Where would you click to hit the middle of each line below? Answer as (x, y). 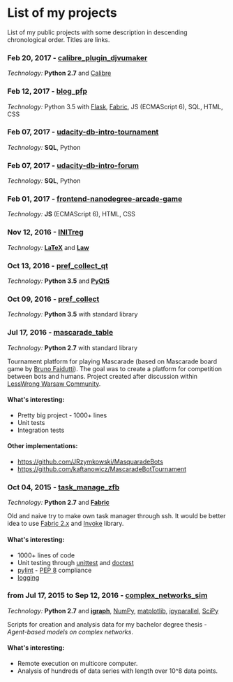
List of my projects (62, 13)
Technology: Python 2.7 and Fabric (59, 503)
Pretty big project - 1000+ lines (62, 415)
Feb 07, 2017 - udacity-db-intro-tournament (83, 132)
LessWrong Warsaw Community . (54, 384)
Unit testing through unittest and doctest (75, 562)
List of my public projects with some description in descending (97, 32)
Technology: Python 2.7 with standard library (73, 347)
